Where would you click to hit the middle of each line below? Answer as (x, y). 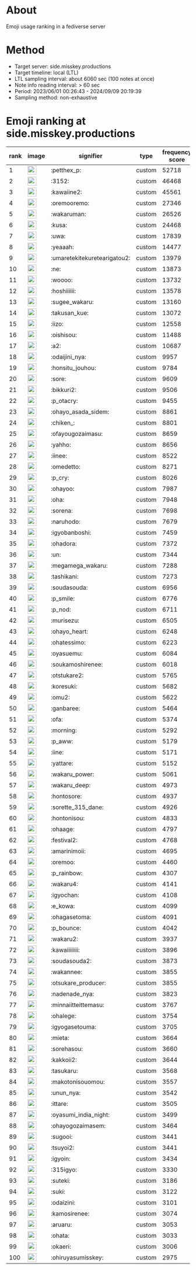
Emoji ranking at (46, 121)
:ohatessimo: (68, 642)
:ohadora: (64, 544)
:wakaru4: (64, 884)
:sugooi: (62, 1136)
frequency (177, 152)
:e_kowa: (63, 906)
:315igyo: (64, 1169)
